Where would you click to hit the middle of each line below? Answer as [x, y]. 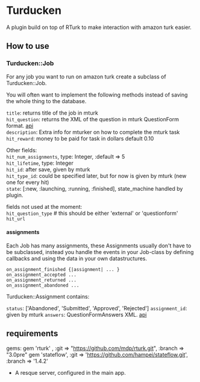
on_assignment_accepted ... [42, 275]
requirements [32, 333]
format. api [20, 126]
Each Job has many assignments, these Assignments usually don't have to [99, 246]
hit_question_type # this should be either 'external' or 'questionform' [92, 213]
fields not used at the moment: [44, 206]
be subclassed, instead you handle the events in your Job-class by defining [100, 252]
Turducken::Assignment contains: [48, 296]
